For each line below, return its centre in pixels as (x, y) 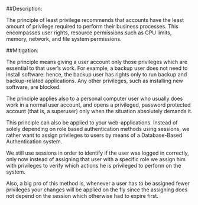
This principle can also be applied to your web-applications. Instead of (92, 123)
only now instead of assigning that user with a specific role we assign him (96, 159)
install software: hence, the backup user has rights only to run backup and (97, 74)
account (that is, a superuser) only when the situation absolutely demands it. (99, 111)
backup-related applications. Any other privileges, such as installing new (95, 81)
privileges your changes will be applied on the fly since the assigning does (97, 190)
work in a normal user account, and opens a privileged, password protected (98, 105)
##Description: (24, 9)
